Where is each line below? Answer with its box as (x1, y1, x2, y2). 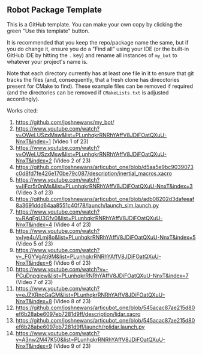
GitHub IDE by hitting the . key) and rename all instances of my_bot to (7, 51, 177, 59)
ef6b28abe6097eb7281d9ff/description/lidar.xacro (15, 310, 141, 318)
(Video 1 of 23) (52, 138, 89, 145)
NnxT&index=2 (15, 156, 53, 164)
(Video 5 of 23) (15, 240, 53, 247)
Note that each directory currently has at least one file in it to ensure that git (7, 69, 194, 77)
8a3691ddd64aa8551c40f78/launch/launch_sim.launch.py (15, 202, 159, 209)
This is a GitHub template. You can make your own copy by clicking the (7, 20, 182, 28)
